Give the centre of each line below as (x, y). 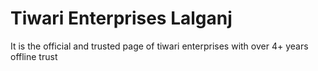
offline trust (34, 56)
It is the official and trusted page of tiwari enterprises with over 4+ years (159, 46)
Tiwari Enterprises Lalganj (121, 18)
